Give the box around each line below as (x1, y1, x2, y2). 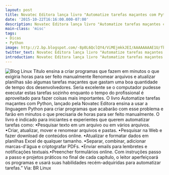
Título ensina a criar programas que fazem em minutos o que (33, 68, 159, 74)
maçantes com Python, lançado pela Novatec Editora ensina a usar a (5, 101, 148, 107)
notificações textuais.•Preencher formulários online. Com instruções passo (5, 149, 161, 155)
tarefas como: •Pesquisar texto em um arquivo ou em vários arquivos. (5, 122, 150, 128)
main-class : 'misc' (5, 26, 46, 31)
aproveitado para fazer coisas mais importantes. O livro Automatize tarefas (5, 95, 160, 101)
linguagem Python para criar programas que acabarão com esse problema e (5, 106, 163, 112)
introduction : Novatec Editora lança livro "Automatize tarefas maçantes (5, 54, 163, 60)
